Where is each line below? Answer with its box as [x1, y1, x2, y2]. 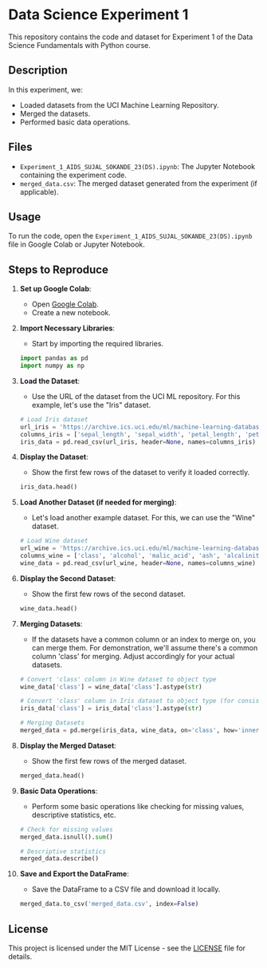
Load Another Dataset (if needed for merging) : [19, 497, 177, 508]
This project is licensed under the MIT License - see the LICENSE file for [8, 943, 245, 953]
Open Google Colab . [31, 299, 100, 309]
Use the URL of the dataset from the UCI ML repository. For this [31, 391, 241, 401]
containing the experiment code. [19, 170, 128, 180]
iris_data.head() [19, 483, 78, 492]
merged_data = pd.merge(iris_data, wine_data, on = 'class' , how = [19, 726, 238, 735]
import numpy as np [19, 362, 85, 370]
